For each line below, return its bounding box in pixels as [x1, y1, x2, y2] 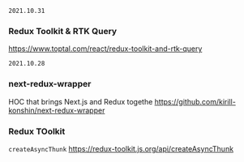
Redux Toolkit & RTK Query [8, 25, 118, 36]
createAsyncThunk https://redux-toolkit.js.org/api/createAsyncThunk [8, 143, 233, 153]
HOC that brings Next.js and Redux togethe [8, 96, 153, 106]
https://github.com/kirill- [154, 96, 237, 106]
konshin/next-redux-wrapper [8, 105, 105, 115]
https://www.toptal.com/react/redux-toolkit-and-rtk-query [8, 44, 203, 53]
